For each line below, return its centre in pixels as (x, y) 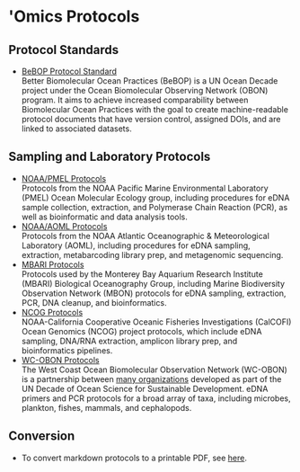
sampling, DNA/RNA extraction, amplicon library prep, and (129, 341)
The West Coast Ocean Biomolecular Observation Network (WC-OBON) (154, 370)
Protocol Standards (64, 50)
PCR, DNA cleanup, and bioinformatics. (94, 302)
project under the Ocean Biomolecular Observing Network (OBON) (145, 90)
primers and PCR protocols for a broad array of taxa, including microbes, (156, 398)
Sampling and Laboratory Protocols (110, 157)
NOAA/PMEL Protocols (64, 178)
